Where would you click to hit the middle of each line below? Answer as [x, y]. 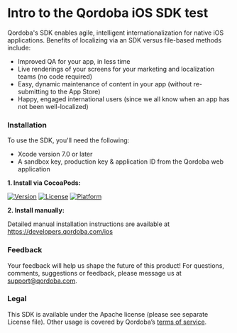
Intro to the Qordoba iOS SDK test [108, 13]
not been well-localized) [53, 106]
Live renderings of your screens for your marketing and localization [116, 69]
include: [19, 47]
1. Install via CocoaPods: [44, 183]
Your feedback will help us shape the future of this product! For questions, [116, 265]
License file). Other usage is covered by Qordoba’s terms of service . [107, 322]
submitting [33, 91]
